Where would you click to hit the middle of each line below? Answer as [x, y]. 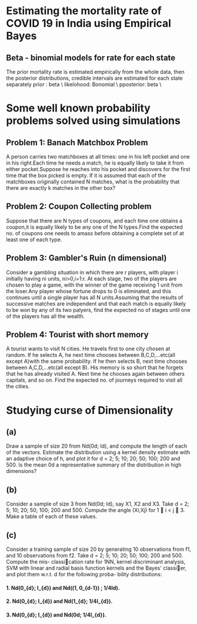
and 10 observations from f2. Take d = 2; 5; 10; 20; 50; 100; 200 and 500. [95, 556]
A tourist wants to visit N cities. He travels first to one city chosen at [88, 349]
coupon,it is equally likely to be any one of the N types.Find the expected [95, 227]
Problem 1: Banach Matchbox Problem [77, 142]
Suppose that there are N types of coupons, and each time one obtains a [94, 221]
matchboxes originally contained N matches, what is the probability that [93, 182]
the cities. [18, 386]
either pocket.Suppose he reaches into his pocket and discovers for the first [98, 169]
